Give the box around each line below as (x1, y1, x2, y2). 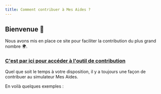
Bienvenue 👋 (5, 25, 44, 34)
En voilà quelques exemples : (5, 83, 64, 89)
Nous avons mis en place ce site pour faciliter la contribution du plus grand (5, 38, 157, 44)
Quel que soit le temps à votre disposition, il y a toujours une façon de (5, 69, 146, 75)
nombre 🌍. (5, 43, 28, 49)
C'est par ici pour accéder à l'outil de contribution (5, 57, 126, 64)
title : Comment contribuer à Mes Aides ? (5, 7, 91, 12)
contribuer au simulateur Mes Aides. (5, 74, 78, 79)
